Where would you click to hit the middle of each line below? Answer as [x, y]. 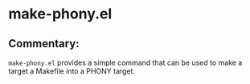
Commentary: [44, 44]
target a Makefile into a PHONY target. [72, 71]
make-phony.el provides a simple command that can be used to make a [125, 62]
